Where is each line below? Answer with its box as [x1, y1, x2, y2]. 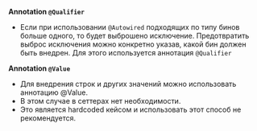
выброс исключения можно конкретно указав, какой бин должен [19, 39, 247, 49]
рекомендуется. [19, 113, 77, 123]
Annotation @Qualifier [8, 7, 85, 16]
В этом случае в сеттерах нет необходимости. [19, 96, 181, 105]
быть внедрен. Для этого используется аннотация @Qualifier [19, 48, 232, 57]
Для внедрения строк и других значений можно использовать [19, 80, 237, 88]
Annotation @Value [8, 63, 71, 73]
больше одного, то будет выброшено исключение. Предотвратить [19, 31, 250, 40]
